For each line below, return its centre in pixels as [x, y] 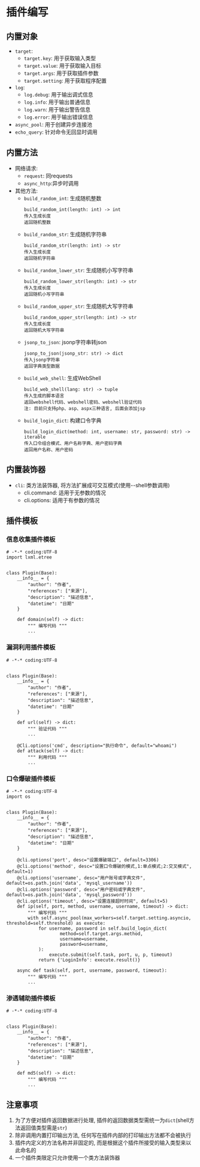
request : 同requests [48, 176]
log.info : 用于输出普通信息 [57, 102]
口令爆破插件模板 [31, 779]
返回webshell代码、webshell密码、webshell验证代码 [83, 402]
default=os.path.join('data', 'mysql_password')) [69, 895]
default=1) [20, 872]
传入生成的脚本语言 [44, 396]
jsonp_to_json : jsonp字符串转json [65, 342]
